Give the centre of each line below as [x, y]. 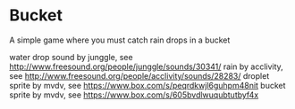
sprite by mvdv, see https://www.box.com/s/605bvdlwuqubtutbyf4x [134, 95]
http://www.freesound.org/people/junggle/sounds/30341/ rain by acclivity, [146, 66]
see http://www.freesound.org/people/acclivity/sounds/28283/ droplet [139, 75]
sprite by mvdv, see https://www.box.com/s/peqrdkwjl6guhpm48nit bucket [147, 85]
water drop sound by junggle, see [71, 57]
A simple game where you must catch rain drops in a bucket [120, 40]
